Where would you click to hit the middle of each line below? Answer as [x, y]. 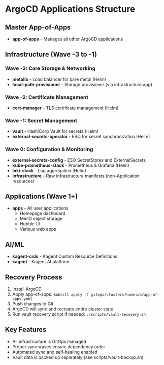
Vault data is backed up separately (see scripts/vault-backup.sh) [78, 357]
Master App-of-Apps [38, 27]
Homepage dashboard [42, 213]
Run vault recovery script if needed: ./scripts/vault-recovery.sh [79, 314]
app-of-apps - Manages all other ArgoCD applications [67, 39]
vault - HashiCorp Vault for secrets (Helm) [55, 131]
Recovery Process [34, 277]
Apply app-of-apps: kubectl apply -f [50, 294]
